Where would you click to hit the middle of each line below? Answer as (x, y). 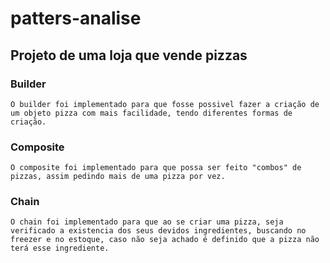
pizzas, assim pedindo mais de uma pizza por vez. (118, 177)
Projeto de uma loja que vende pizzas (129, 55)
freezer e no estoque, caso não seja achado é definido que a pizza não (165, 240)
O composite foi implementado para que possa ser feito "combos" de (156, 168)
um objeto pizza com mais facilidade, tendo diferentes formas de (151, 113)
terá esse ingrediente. (60, 248)
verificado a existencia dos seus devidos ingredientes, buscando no (158, 231)
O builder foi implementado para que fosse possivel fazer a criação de (165, 104)
